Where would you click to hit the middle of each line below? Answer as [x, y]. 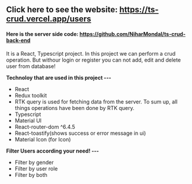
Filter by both [31, 175]
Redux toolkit [31, 95]
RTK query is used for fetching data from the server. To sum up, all [96, 101]
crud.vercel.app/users [49, 19]
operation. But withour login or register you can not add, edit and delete [94, 60]
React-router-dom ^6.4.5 [45, 127]
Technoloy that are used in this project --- [59, 78]
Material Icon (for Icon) [43, 139]
